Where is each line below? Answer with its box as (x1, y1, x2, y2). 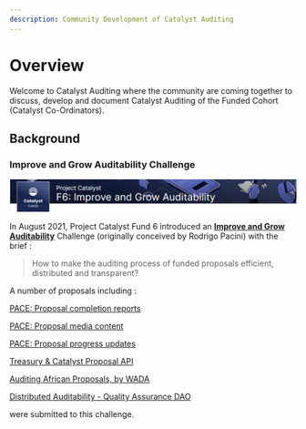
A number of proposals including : (9, 285, 137, 296)
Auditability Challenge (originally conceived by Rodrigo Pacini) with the (9, 230, 279, 241)
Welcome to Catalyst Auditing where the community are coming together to (9, 85, 293, 96)
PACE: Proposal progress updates (9, 338, 137, 350)
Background (9, 130, 80, 146)
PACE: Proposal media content (9, 321, 124, 332)
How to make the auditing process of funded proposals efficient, (31, 258, 275, 269)
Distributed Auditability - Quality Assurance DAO (9, 392, 191, 403)
